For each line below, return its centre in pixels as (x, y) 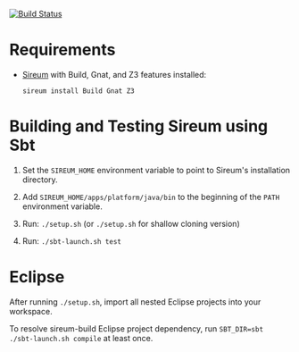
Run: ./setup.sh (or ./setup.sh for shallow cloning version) (131, 223)
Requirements (62, 50)
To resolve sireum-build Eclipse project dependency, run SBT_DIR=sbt (137, 328)
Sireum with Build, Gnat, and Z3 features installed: (114, 74)
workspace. (31, 311)
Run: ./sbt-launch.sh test (72, 240)
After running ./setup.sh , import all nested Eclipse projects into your (135, 302)
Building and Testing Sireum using (139, 126)
